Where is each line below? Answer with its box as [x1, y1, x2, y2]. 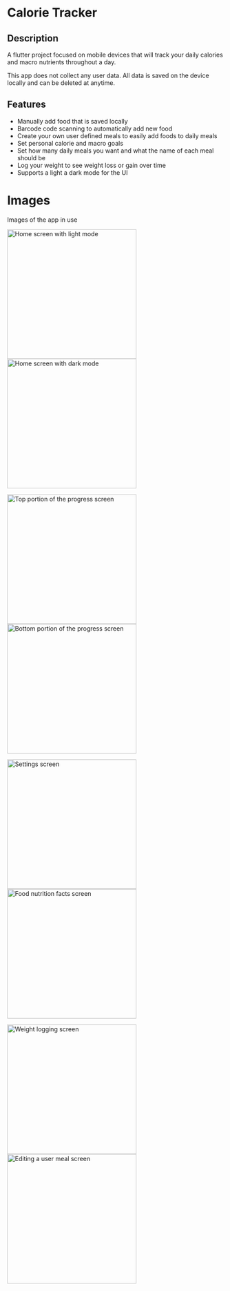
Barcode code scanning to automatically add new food [17, 124, 173, 133]
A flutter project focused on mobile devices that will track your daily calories [7, 50, 224, 59]
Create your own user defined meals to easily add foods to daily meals [17, 131, 218, 140]
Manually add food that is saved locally [17, 117, 129, 125]
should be [17, 153, 46, 162]
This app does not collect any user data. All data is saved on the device [7, 71, 209, 79]
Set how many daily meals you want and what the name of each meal [17, 146, 214, 155]
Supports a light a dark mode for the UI [17, 168, 129, 177]
